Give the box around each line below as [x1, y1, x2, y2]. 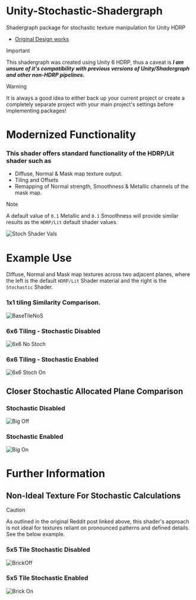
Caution [6, 506, 26, 514]
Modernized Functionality [6, 128, 137, 141]
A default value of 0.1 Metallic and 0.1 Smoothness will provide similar [6, 212, 179, 219]
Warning [6, 82, 27, 90]
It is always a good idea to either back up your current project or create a [6, 94, 185, 101]
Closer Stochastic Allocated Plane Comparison [6, 386, 184, 396]
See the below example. [6, 531, 65, 538]
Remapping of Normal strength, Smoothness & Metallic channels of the [14, 183, 189, 190]
